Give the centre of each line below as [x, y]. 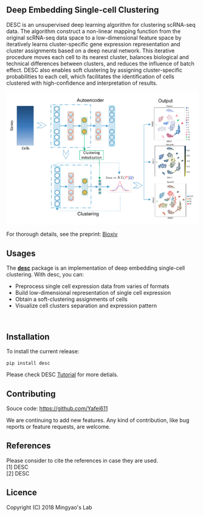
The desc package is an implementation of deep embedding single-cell [96, 268]
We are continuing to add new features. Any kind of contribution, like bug [98, 420]
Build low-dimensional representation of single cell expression [93, 293]
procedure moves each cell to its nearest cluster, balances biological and [98, 57]
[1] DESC [17, 467]
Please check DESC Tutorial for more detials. [62, 375]
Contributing [31, 394]
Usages [21, 253]
